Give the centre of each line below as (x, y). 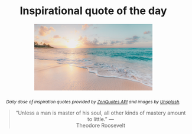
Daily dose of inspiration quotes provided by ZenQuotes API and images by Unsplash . (93, 102)
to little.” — (101, 119)
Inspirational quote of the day (93, 11)
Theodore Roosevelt (101, 125)
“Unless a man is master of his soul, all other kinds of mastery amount (101, 113)
